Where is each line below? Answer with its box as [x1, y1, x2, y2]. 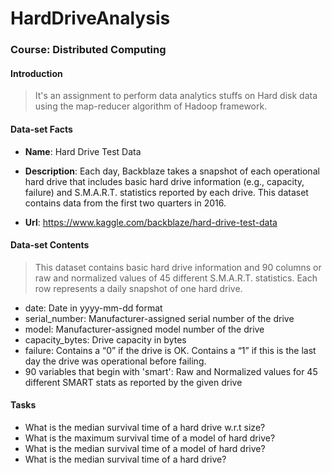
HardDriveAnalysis [10, 7, 171, 30]
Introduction [10, 67, 63, 79]
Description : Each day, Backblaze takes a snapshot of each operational [24, 165, 320, 177]
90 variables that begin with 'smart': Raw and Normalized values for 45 [24, 365, 318, 377]
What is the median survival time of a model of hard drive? [24, 442, 266, 454]
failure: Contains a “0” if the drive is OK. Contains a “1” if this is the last [24, 344, 317, 356]
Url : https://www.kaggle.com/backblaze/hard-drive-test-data [24, 216, 278, 228]
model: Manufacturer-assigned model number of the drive [24, 323, 265, 335]
